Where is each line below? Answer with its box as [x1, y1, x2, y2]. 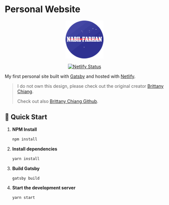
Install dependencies [12, 145, 58, 152]
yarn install [12, 156, 40, 161]
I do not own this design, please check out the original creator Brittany [17, 83, 164, 89]
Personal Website [5, 4, 80, 15]
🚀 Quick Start [5, 113, 48, 122]
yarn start [12, 195, 35, 200]
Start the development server [12, 185, 76, 191]
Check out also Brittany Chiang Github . [17, 98, 99, 104]
